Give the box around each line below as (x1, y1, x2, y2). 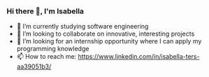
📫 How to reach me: (16, 52, 77, 61)
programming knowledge (16, 45, 89, 53)
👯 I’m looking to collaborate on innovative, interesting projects (16, 29, 195, 38)
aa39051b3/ (16, 62, 52, 71)
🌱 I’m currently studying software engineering (16, 22, 149, 31)
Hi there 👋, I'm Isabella (6, 6, 85, 16)
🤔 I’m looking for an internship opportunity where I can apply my (16, 37, 202, 45)
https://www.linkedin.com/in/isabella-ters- (78, 52, 200, 61)
